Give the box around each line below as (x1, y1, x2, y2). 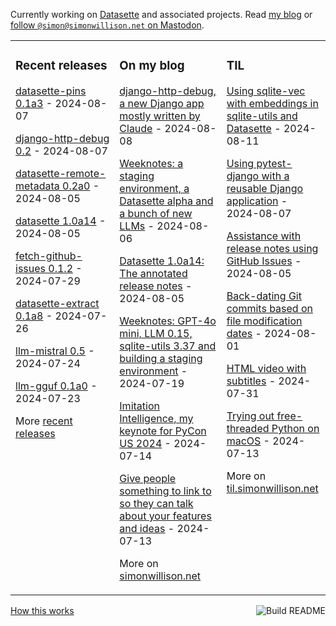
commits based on (226, 301, 313, 315)
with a (261, 169, 290, 183)
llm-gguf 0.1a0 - (15, 379, 98, 393)
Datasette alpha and (119, 194, 214, 208)
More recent (15, 414, 73, 428)
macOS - (226, 434, 270, 448)
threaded (226, 421, 270, 435)
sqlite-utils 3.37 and (119, 339, 217, 353)
